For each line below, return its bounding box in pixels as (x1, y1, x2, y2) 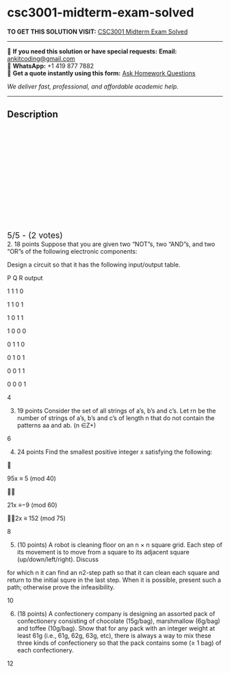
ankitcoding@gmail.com (7, 54, 75, 62)
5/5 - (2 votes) (7, 230, 63, 241)
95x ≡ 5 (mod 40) (7, 474, 57, 482)
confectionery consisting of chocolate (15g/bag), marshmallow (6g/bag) (16, 617, 220, 625)
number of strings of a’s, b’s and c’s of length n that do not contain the (16, 413, 215, 422)
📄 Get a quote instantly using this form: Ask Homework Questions (7, 69, 196, 77)
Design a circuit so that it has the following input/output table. (7, 260, 181, 269)
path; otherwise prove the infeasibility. (7, 583, 115, 591)
